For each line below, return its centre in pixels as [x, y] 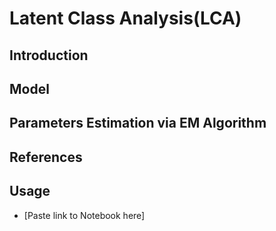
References [46, 157]
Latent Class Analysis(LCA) [125, 18]
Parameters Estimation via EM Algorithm [138, 123]
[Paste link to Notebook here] [84, 215]
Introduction [49, 55]
